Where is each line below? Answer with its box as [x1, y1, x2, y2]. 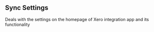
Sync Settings [5, 4, 49, 12]
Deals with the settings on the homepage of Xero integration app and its [5, 16, 149, 22]
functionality [5, 21, 30, 27]
